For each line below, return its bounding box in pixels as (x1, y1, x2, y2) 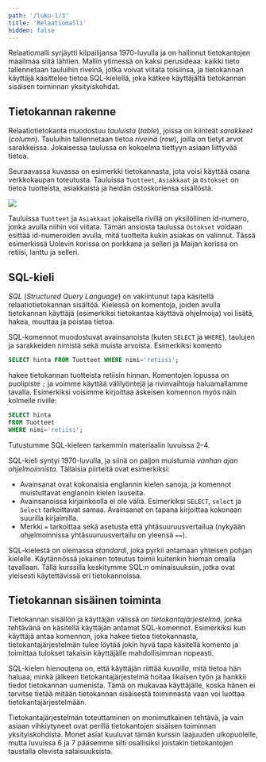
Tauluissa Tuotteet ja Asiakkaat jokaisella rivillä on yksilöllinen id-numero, (8, 214, 249, 223)
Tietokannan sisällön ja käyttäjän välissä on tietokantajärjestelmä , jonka (8, 614, 242, 624)
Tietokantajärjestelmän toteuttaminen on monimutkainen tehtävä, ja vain (8, 713, 244, 722)
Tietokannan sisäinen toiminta (8, 593, 162, 607)
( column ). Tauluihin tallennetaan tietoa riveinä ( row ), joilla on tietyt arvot (8, 134, 244, 144)
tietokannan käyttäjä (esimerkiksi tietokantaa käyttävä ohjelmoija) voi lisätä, (8, 309, 254, 317)
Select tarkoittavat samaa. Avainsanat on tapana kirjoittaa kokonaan (19, 505, 242, 514)
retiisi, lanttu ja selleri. (8, 248, 79, 257)
